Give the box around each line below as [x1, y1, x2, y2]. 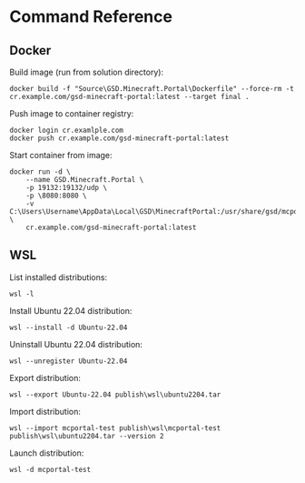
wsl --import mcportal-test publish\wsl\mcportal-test [9, 423, 221, 433]
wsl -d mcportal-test [9, 465, 92, 474]
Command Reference [9, 6, 172, 27]
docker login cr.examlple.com [9, 126, 124, 135]
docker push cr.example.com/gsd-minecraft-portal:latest [9, 134, 230, 143]
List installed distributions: [9, 271, 107, 283]
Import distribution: [9, 406, 82, 417]
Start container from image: [9, 150, 113, 160]
